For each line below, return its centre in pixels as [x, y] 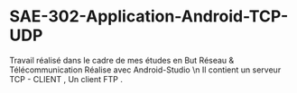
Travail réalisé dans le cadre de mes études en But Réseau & [122, 60]
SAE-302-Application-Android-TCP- [149, 17]
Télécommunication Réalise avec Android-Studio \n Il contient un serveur [145, 70]
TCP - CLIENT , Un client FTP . [66, 79]
